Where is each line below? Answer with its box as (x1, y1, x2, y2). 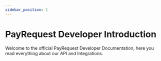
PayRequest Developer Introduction (5, 28, 156, 40)
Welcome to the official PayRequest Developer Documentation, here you (5, 45, 154, 51)
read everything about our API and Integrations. (5, 50, 103, 56)
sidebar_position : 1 (5, 7, 48, 12)
